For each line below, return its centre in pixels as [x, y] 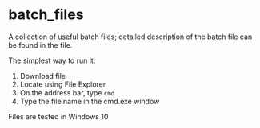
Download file [43, 76]
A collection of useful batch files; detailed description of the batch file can [130, 37]
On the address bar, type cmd [67, 92]
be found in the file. [40, 45]
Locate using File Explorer [63, 84]
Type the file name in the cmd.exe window [90, 101]
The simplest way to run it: [52, 60]
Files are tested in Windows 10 [58, 116]
